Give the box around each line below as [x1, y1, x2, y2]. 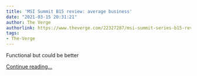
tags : [6, 30, 19, 36]
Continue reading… [6, 63, 53, 70]
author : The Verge [6, 19, 51, 25]
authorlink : [6, 25, 35, 31]
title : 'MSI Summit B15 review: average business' [6, 8, 133, 15]
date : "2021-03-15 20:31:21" [6, 14, 77, 20]
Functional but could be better [6, 52, 79, 58]
